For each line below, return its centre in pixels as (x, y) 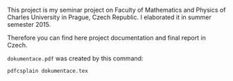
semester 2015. (29, 24)
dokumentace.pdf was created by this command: (75, 58)
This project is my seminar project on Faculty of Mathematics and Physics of (116, 10)
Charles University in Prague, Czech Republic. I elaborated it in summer (109, 17)
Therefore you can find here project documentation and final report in (106, 38)
